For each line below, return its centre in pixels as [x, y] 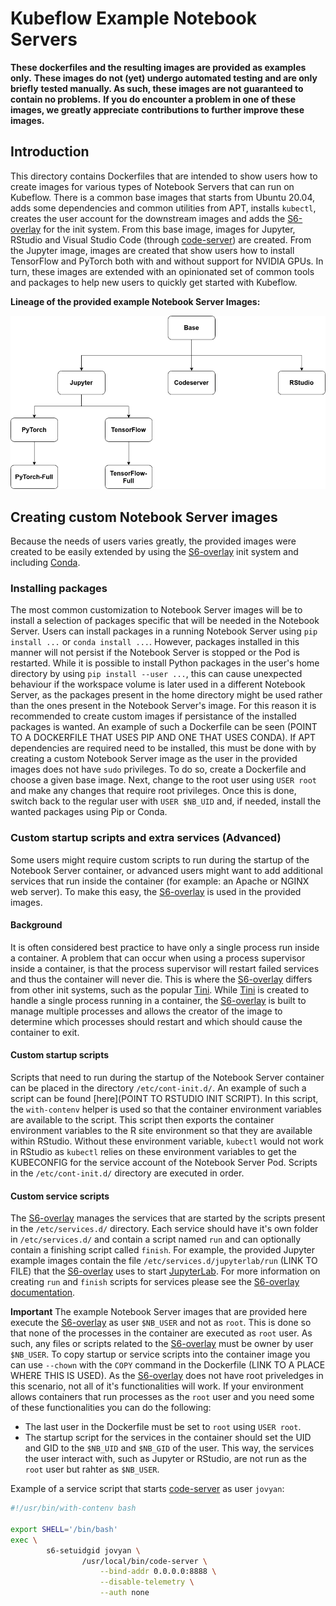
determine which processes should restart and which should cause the [156, 1021]
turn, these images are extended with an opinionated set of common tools [162, 271]
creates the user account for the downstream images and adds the [148, 218]
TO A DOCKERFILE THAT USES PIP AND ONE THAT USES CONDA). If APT [163, 738]
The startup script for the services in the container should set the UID [168, 1438]
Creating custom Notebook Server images [144, 517]
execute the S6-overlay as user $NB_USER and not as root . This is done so [161, 1323]
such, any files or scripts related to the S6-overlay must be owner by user [162, 1344]
